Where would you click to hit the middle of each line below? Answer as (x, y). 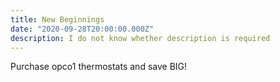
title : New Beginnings (57, 19)
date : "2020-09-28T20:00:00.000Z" (82, 29)
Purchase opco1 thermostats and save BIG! (99, 67)
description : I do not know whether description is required (140, 38)
